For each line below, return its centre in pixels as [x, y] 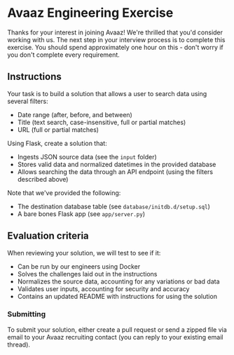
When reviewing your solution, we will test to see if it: [84, 253]
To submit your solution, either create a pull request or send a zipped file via [117, 329]
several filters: [28, 101]
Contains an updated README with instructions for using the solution [117, 296]
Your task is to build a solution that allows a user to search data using [107, 93]
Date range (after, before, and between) [75, 114]
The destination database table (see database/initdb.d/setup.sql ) [113, 206]
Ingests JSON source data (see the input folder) [87, 156]
